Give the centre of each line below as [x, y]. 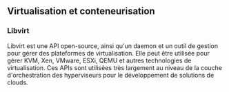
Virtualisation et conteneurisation [81, 11]
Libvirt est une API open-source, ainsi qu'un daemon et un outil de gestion [113, 46]
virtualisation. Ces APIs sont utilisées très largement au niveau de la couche [115, 67]
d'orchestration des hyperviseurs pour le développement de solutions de [111, 75]
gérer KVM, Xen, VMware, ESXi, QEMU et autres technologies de [99, 60]
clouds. [18, 82]
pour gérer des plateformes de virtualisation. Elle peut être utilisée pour [109, 53]
